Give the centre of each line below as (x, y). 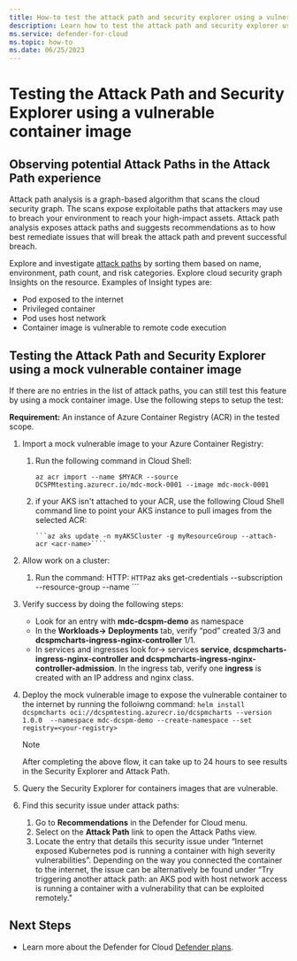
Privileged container (58, 309)
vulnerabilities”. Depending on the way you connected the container (159, 860)
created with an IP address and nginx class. (114, 677)
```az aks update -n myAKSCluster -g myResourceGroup (136, 536)
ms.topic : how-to (41, 42)
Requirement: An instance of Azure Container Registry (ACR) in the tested (145, 417)
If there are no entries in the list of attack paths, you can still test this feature (148, 390)
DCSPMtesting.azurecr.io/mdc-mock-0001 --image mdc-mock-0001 (152, 484)
